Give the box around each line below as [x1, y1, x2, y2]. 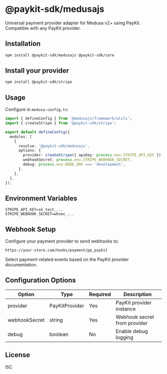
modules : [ [9, 134, 32, 139]
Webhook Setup [5, 225, 56, 234]
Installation [5, 40, 41, 48]
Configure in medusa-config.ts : [5, 107, 69, 113]
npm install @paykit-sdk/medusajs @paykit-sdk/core [5, 53, 114, 58]
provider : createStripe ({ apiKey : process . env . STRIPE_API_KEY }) [23, 153, 162, 158]
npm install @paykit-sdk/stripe [5, 79, 72, 85]
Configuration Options [5, 276, 76, 285]
